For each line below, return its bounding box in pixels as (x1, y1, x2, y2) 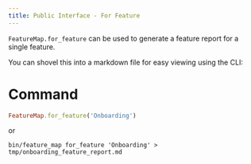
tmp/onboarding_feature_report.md (8, 148, 123, 156)
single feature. (8, 41, 56, 52)
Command (8, 85, 79, 103)
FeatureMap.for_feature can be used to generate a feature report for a (8, 33, 239, 43)
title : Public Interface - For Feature (8, 11, 141, 20)
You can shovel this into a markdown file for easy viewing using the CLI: (8, 57, 244, 67)
